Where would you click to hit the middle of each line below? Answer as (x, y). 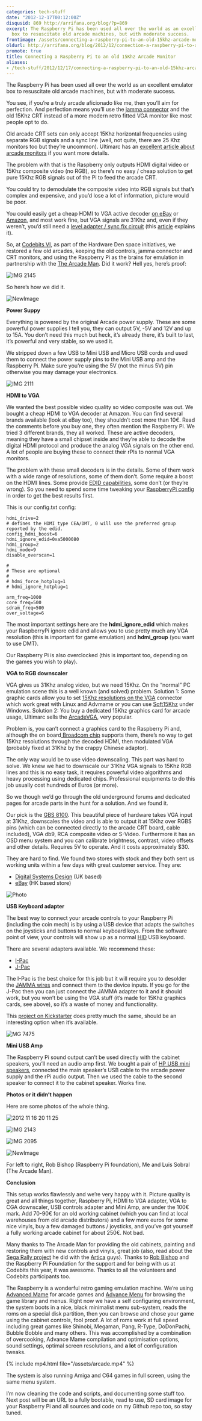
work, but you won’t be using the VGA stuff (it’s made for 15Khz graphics (96, 998)
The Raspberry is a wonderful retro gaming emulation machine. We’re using (100, 1288)
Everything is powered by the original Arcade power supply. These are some (101, 322)
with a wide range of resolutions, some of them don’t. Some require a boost (100, 476)
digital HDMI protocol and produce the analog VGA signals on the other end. (100, 446)
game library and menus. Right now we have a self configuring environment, (101, 1301)
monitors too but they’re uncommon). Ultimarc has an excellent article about (100, 147)
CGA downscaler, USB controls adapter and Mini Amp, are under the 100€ (98, 1207)
